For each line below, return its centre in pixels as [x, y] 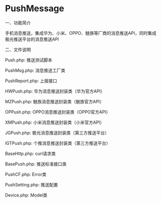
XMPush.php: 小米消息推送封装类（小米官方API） [55, 122]
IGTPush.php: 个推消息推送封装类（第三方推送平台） [58, 143]
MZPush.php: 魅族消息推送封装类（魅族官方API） [55, 101]
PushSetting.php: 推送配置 [31, 184]
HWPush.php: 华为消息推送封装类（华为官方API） [55, 91]
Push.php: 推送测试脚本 [29, 60]
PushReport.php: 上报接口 [31, 81]
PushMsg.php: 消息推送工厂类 [35, 70]
